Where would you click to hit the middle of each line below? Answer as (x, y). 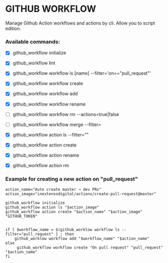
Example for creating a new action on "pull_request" (72, 179)
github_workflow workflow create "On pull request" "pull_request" (90, 248)
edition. (13, 28)
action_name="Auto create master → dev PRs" (53, 189)
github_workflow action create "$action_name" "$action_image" (74, 212)
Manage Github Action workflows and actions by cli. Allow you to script (80, 23)
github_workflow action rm (41, 165)
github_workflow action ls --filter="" (51, 135)
